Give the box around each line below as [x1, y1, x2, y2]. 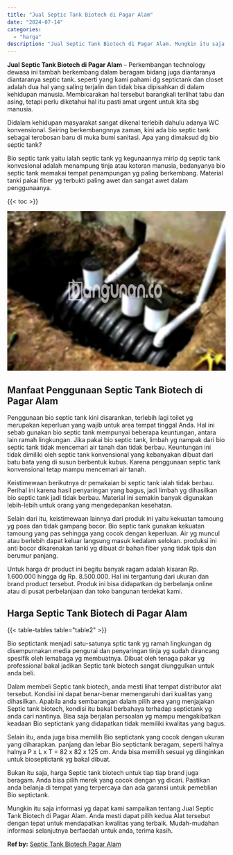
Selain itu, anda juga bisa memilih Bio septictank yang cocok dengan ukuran [7, 733, 225, 742]
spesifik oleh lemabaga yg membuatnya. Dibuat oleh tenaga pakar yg [7, 654, 205, 663]
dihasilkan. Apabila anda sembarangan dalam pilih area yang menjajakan [7, 697, 215, 706]
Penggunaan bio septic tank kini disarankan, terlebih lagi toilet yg [7, 414, 193, 422]
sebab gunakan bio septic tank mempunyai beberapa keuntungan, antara [7, 428, 216, 437]
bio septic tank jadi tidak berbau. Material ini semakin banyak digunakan [7, 494, 214, 502]
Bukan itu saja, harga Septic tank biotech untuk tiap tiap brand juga [7, 769, 199, 777]
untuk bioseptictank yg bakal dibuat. [7, 755, 111, 764]
